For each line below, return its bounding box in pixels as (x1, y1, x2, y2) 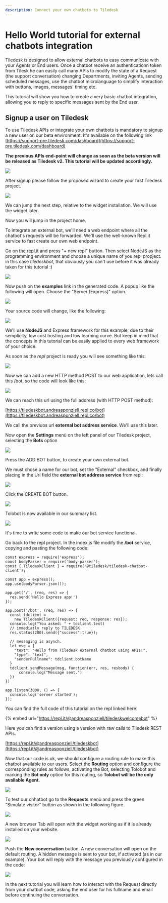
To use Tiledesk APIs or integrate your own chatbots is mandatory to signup (5, 127, 163, 133)
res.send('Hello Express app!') (10, 595, 78, 600)
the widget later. (5, 208, 39, 214)
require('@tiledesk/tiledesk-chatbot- (66, 564, 148, 569)
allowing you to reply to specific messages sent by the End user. (5, 99, 139, 105)
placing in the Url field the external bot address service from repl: (5, 472, 143, 478)
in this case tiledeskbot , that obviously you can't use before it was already (5, 259, 159, 265)
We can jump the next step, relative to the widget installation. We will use (5, 202, 157, 208)
